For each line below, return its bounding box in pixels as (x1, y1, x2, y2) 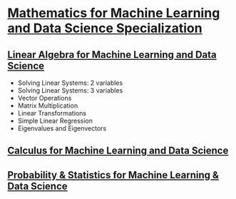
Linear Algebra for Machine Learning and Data (7, 49, 217, 61)
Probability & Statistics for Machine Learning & (7, 169, 220, 181)
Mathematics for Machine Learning (7, 5, 220, 21)
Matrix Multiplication (17, 101, 78, 110)
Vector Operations (17, 94, 72, 102)
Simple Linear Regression (17, 116, 93, 125)
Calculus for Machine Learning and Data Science (7, 145, 229, 157)
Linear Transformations (17, 109, 87, 117)
